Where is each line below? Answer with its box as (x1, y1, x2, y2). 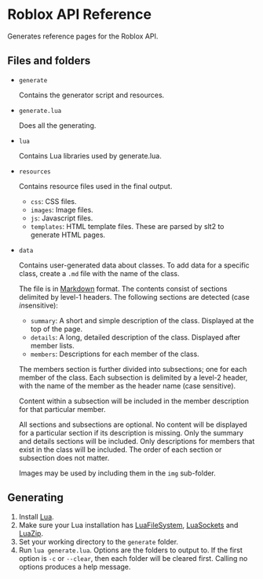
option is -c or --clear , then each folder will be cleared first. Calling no (18, 553, 248, 563)
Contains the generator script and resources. (18, 90, 165, 100)
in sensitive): (18, 300, 58, 310)
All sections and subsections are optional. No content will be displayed (18, 420, 248, 429)
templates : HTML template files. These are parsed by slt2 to (30, 221, 225, 231)
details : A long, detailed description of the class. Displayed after (30, 332, 241, 342)
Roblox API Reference (7, 5, 152, 24)
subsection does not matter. (18, 453, 110, 462)
